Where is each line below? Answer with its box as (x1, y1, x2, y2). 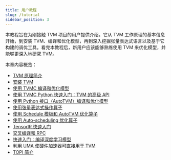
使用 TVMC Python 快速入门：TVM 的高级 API (12, 92, 110, 98)
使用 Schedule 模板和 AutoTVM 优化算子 (12, 111, 98, 117)
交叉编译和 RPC (12, 130, 46, 136)
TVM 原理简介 (12, 73, 42, 79)
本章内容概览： (5, 62, 37, 68)
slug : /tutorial (5, 12, 40, 17)
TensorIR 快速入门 (12, 124, 51, 130)
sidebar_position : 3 (5, 17, 50, 22)
